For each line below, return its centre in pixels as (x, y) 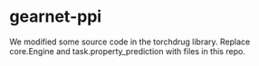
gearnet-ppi (56, 17)
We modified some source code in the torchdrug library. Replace (130, 42)
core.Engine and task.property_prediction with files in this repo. (128, 51)
